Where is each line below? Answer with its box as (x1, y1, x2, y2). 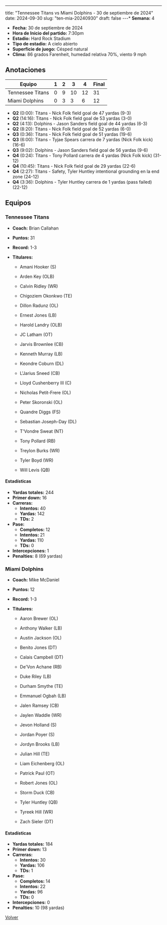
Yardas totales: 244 (12, 489, 54, 495)
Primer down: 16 (12, 495, 47, 501)
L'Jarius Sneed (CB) (19, 370, 61, 376)
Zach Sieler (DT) (19, 819, 54, 824)
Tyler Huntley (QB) (19, 799, 58, 805)
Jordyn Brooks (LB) (19, 741, 60, 747)
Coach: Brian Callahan (12, 225, 59, 231)
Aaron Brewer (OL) (19, 616, 59, 621)
